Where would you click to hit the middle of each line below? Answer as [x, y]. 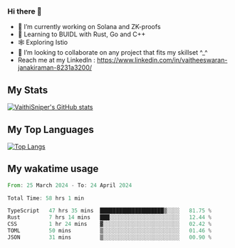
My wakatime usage [53, 169]
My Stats [28, 90]
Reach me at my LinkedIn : [57, 60]
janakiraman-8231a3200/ [55, 68]
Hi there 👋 [25, 11]
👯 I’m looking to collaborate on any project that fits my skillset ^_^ [113, 53]
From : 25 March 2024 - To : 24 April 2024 [70, 185]
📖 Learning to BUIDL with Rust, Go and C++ [82, 34]
